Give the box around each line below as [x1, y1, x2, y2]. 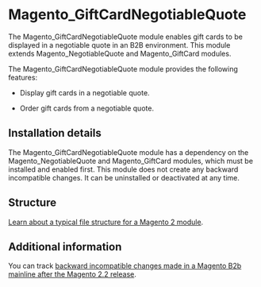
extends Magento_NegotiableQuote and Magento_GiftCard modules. [8, 48, 232, 58]
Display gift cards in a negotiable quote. [19, 87, 150, 97]
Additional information [8, 240, 122, 254]
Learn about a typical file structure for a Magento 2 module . [8, 217, 204, 227]
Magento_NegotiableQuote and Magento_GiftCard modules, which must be [8, 156, 254, 165]
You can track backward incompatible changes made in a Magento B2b [8, 261, 242, 271]
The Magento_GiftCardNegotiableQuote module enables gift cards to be [8, 32, 244, 41]
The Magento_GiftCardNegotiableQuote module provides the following [8, 64, 238, 73]
